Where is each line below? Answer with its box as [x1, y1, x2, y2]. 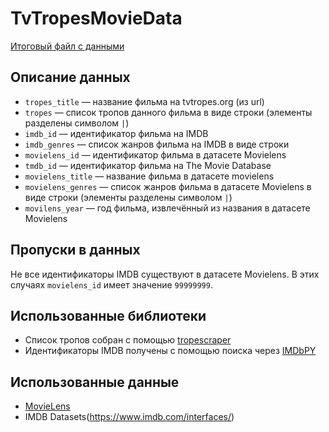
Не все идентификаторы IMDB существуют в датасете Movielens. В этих [10, 268, 320, 280]
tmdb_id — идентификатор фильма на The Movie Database [24, 159, 272, 171]
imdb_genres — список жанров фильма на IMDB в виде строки [24, 138, 290, 150]
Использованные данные [10, 373, 180, 391]
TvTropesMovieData [10, 7, 183, 30]
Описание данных [10, 69, 131, 86]
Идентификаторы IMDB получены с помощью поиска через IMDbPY [24, 345, 317, 357]
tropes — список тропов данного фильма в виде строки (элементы [24, 106, 313, 118]
